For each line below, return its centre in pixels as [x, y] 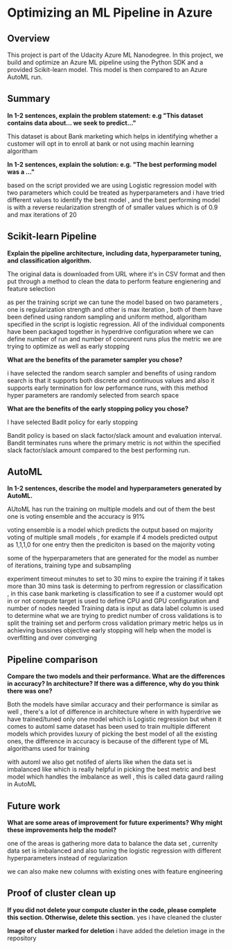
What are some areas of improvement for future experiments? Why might [115, 823]
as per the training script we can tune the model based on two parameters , [115, 302]
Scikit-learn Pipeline [52, 237]
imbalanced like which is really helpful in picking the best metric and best [111, 770]
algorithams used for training [48, 749]
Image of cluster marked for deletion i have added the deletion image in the [116, 930]
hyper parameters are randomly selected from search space [93, 395]
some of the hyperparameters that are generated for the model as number [113, 558]
